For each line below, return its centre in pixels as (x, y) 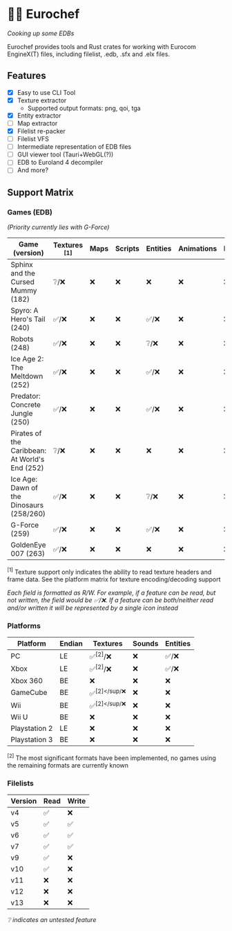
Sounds (145, 644)
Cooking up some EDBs (41, 33)
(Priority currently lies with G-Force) (58, 227)
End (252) (27, 468)
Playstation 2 (32, 728)
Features (27, 76)
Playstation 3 (32, 740)
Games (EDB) (30, 212)
